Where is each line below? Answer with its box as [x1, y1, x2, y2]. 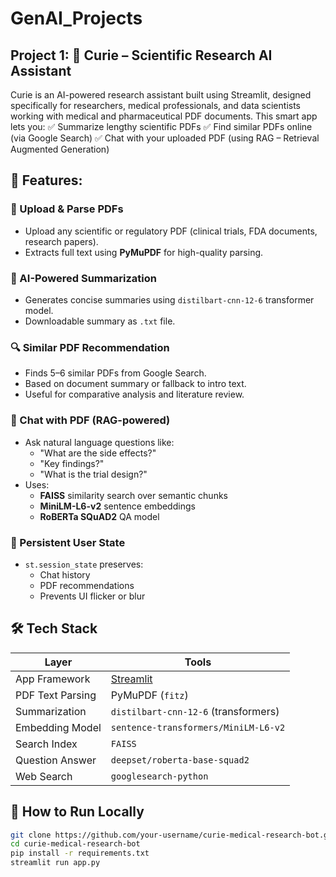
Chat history [39, 568, 91, 581]
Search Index [15, 737, 78, 751]
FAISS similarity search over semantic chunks [39, 489, 228, 501]
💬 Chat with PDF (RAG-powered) [10, 413, 171, 427]
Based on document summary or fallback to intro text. [24, 378, 247, 390]
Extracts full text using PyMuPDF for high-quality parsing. [24, 246, 264, 258]
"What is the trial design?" [39, 468, 148, 480]
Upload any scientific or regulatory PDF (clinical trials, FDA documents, [24, 225, 318, 237]
